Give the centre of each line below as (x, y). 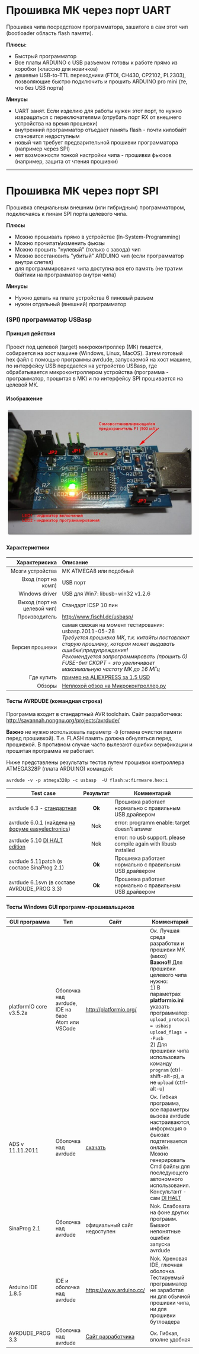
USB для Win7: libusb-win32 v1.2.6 (106, 594)
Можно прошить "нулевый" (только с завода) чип (78, 249)
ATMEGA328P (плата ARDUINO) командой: (60, 769)
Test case (44, 793)
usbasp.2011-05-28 (89, 632)
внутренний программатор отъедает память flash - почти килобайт (100, 130)
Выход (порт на (38, 602)
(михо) (159, 956)
